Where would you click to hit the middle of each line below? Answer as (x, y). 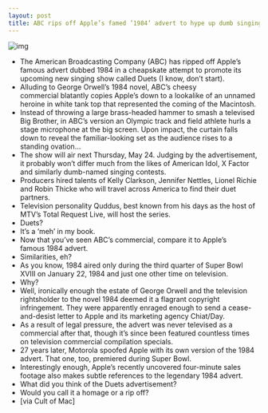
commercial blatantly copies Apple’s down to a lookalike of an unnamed (137, 95)
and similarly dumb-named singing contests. (93, 172)
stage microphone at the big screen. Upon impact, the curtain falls (129, 129)
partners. (35, 197)
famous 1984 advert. (54, 248)
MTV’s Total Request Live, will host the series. (95, 214)
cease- (240, 308)
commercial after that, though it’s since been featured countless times (134, 333)
